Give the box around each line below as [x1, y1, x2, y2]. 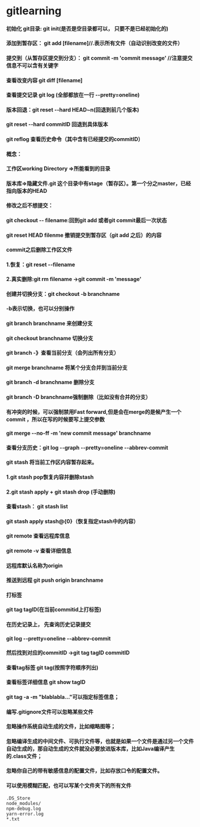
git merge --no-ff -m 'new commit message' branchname [6, 430, 151, 437]
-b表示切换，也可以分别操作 [6, 305, 75, 312]
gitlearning [6, 4, 62, 18]
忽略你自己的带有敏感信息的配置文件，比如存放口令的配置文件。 [6, 767, 162, 775]
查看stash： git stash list [6, 503, 68, 510]
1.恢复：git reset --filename [6, 261, 76, 268]
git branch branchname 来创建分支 [6, 320, 93, 327]
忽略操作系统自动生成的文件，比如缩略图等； [6, 723, 116, 730]
